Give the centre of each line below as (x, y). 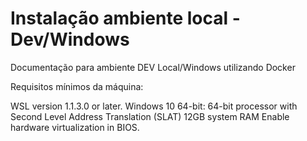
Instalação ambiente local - (125, 18)
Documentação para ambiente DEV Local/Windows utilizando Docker (153, 67)
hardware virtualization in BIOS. (75, 127)
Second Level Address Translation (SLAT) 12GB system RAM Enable (150, 116)
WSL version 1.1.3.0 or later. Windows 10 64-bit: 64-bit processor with (154, 106)
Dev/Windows (70, 39)
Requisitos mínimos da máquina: (77, 86)
